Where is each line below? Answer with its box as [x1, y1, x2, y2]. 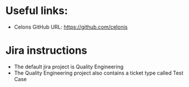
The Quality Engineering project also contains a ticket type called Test [14, 69, 184, 76]
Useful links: [5, 4, 68, 18]
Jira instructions [5, 44, 87, 57]
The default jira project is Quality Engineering [14, 63, 124, 70]
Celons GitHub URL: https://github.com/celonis [14, 23, 128, 30]
